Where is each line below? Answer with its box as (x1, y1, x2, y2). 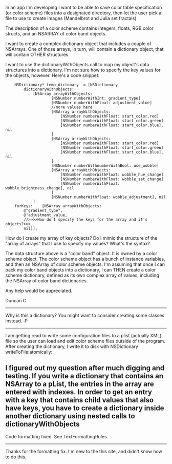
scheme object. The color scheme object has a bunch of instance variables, (5, 256, 165, 262)
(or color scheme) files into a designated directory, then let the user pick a (5, 10, 162, 16)
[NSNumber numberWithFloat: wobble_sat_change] (60, 177, 164, 182)
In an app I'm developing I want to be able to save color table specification (5, 5, 162, 10)
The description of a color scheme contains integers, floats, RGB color (5, 25, 154, 31)
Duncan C (5, 298, 27, 303)
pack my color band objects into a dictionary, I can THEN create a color (5, 267, 156, 273)
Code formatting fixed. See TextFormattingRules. (5, 433, 109, 439)
